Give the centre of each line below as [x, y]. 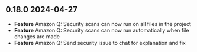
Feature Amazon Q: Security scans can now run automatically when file [101, 30]
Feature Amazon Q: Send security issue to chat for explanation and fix [100, 43]
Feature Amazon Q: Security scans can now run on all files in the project [103, 24]
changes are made [37, 36]
